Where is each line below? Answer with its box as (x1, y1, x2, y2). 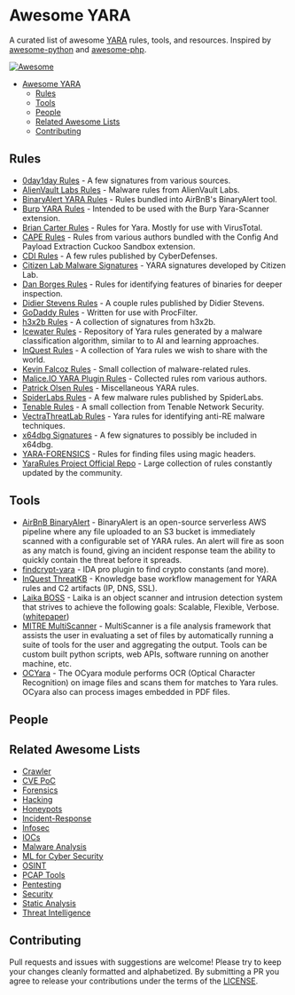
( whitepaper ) (21, 611, 70, 621)
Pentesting (21, 879, 62, 889)
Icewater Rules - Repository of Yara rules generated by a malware (21, 326, 263, 336)
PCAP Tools (21, 869, 66, 880)
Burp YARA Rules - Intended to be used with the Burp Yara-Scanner (21, 203, 270, 214)
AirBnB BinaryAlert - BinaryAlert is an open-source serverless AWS (21, 517, 267, 527)
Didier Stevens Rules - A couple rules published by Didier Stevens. (21, 297, 265, 308)
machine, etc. (21, 658, 73, 668)
